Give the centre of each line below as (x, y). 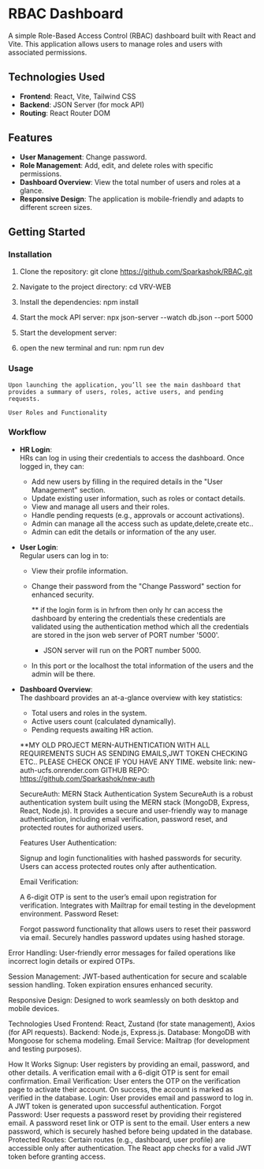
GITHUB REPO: (125, 770)
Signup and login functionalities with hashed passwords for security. (131, 858)
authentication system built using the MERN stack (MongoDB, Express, (134, 802)
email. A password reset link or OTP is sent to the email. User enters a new (129, 1122)
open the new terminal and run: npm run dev (92, 348)
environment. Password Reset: (69, 913)
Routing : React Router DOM (65, 113)
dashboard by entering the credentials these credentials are (128, 618)
